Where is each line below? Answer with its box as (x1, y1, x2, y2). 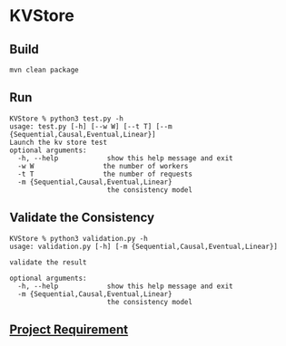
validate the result (9, 257, 88, 267)
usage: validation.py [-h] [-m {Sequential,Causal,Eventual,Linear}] (9, 242, 279, 251)
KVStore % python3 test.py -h (9, 114, 124, 123)
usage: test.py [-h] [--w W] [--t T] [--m (9, 121, 173, 131)
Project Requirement (9, 322, 129, 338)
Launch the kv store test (9, 138, 107, 147)
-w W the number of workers (17, 161, 189, 170)
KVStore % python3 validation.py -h (9, 234, 148, 243)
